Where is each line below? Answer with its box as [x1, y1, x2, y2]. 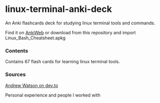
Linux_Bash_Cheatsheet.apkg [5, 35, 66, 41]
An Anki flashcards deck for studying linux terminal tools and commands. [5, 20, 156, 26]
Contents [5, 47, 28, 54]
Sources [5, 71, 26, 78]
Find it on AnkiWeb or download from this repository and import [5, 29, 136, 35]
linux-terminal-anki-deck [5, 3, 112, 15]
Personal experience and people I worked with [5, 92, 101, 98]
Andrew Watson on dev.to [5, 82, 58, 88]
